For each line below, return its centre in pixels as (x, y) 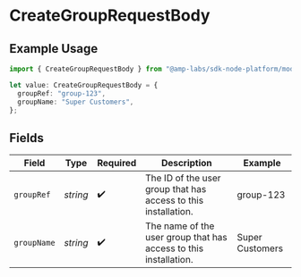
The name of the (180, 226)
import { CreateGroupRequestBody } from (86, 69)
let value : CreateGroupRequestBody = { (84, 85)
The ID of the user (183, 178)
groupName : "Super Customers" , (76, 102)
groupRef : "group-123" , (61, 93)
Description (186, 164)
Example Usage (54, 49)
